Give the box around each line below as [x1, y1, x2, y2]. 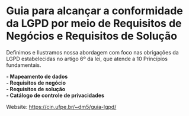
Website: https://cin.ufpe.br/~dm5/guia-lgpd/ [6, 103, 117, 110]
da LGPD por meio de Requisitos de [6, 17, 182, 30]
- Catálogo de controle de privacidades [6, 92, 105, 99]
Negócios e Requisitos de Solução [6, 30, 178, 43]
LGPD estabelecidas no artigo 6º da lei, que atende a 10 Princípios [6, 55, 168, 62]
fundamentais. [6, 61, 41, 69]
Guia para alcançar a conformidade [6, 4, 183, 18]
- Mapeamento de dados [6, 73, 68, 80]
